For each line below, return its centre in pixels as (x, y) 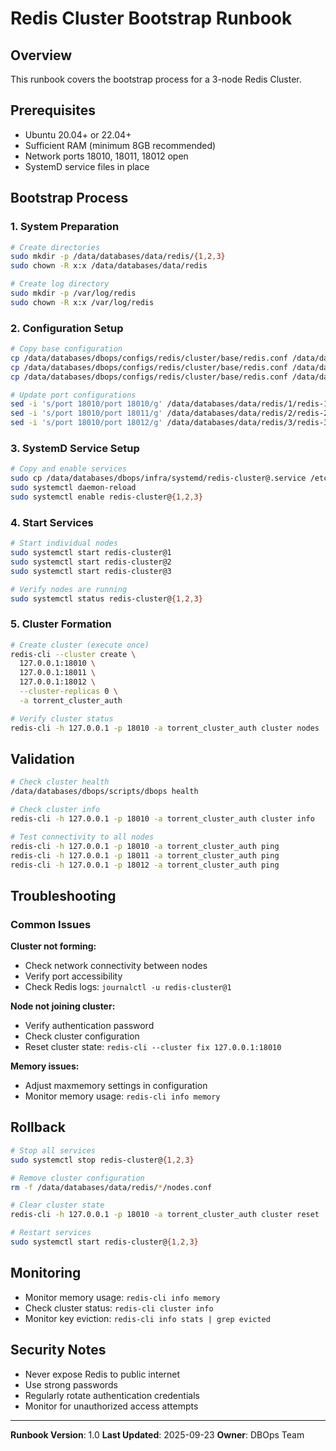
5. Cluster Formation (61, 624)
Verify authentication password (89, 1026)
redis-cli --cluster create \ (73, 654)
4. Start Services (52, 522)
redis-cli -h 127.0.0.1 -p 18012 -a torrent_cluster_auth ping (145, 865)
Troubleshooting (63, 895)
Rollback (38, 1127)
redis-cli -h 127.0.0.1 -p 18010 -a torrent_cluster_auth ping (145, 846)
